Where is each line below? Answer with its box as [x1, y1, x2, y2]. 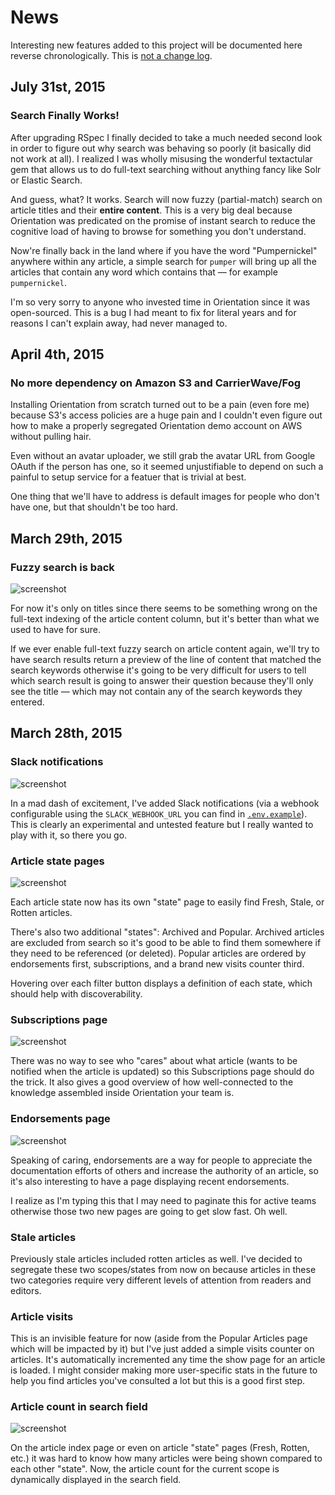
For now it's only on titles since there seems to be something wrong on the [10, 602, 318, 614]
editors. [10, 1284, 42, 1296]
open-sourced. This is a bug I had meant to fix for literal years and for [10, 306, 297, 318]
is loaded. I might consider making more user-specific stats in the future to [10, 1364, 318, 1376]
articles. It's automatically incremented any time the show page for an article [10, 1354, 326, 1366]
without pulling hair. [10, 431, 92, 443]
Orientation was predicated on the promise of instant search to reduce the [10, 214, 316, 226]
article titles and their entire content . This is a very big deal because [10, 204, 293, 216]
